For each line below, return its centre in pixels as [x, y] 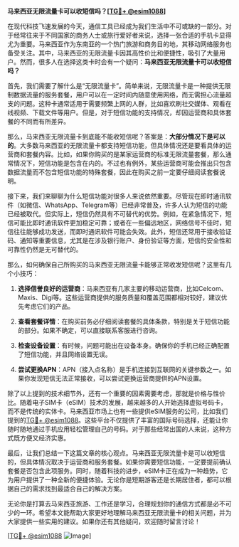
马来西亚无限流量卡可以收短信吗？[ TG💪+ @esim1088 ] [87, 11]
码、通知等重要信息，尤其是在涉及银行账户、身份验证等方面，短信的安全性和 [119, 240]
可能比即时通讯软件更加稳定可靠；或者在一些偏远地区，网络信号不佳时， [119, 223]
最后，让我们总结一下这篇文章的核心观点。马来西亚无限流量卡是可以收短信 [116, 453]
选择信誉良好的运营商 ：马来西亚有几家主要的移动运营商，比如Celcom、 [122, 288]
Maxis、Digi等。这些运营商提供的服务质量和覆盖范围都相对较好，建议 [119, 297]
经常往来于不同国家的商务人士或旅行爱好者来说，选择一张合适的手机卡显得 [122, 35]
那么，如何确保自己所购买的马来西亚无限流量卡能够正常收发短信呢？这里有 [116, 265]
